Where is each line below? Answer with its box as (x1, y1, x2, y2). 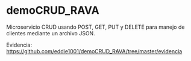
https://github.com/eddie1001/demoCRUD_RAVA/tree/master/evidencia (6, 47, 183, 54)
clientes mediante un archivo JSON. (6, 29, 95, 36)
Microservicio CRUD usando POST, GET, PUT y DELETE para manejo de (6, 23, 185, 30)
